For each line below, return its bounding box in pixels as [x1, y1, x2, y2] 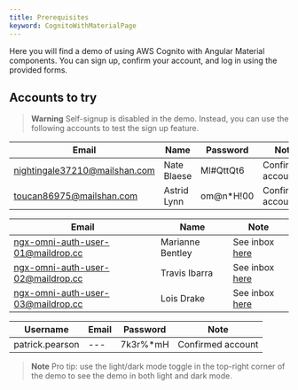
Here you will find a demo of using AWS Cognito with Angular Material [9, 45, 265, 56]
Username [24, 324, 69, 336]
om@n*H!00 [200, 190, 255, 202]
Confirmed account [177, 339, 259, 351]
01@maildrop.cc [13, 247, 83, 260]
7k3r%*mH [120, 339, 170, 351]
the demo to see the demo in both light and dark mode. [30, 370, 232, 381]
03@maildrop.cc [13, 298, 83, 310]
